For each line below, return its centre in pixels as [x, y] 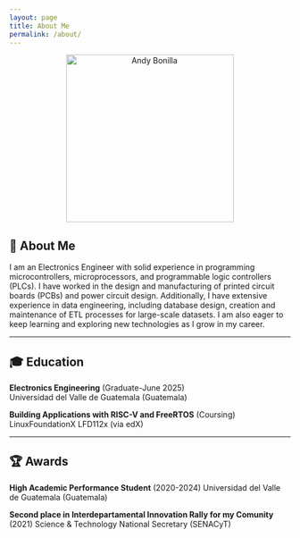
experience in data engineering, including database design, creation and [142, 306]
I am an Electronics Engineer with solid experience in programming [132, 267]
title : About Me [39, 26]
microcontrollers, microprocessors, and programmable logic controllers [141, 277]
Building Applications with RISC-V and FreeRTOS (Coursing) [122, 415]
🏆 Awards [39, 462]
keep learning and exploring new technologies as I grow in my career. [137, 324]
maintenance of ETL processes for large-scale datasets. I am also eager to [146, 315]
